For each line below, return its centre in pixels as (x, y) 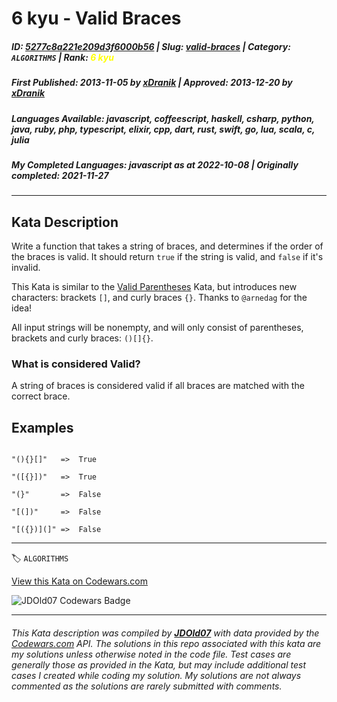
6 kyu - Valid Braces (96, 18)
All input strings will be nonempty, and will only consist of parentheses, (157, 328)
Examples (42, 427)
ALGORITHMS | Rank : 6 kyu (62, 57)
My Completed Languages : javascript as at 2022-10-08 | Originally (155, 164)
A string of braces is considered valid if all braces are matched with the (158, 386)
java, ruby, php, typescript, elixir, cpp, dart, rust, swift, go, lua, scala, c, (163, 129)
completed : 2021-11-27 (60, 175)
